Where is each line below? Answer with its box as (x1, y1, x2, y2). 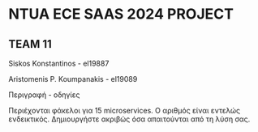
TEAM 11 (8, 37, 53, 51)
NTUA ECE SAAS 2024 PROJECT (8, 5, 234, 23)
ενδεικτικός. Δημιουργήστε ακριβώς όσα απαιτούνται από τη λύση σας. (8, 114, 251, 124)
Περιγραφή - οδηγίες (8, 90, 80, 100)
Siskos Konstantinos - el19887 (8, 58, 110, 68)
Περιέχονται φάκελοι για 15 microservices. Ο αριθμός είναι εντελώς (8, 106, 241, 115)
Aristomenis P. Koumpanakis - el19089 (8, 75, 138, 83)
